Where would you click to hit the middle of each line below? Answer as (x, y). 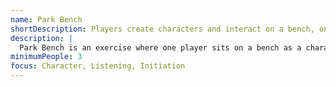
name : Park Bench (46, 19)
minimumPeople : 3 (46, 57)
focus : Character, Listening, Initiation (98, 66)
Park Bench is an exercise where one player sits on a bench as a (160, 47)
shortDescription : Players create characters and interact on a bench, (162, 29)
